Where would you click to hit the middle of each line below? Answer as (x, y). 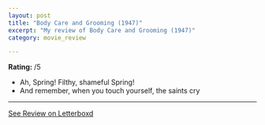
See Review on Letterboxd (51, 114)
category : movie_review (47, 38)
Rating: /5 (24, 67)
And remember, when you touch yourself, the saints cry (110, 91)
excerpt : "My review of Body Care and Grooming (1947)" (102, 30)
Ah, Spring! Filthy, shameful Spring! (77, 82)
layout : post (30, 15)
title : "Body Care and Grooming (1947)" (76, 23)
